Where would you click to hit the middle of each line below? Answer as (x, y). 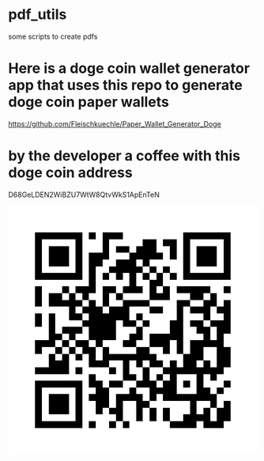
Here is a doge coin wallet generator (129, 68)
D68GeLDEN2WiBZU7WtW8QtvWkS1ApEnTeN (84, 195)
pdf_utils (38, 15)
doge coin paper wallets (89, 102)
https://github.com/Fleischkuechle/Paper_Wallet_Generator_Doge (115, 123)
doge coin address (70, 173)
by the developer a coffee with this (124, 156)
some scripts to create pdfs (53, 36)
